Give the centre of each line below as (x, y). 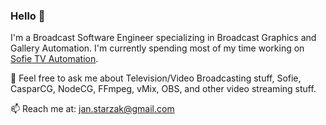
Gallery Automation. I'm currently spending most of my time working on (157, 48)
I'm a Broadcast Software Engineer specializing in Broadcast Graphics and (163, 38)
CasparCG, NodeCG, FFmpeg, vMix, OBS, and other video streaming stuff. (163, 89)
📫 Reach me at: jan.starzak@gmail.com (92, 109)
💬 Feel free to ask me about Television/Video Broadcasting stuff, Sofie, (156, 78)
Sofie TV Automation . (54, 59)
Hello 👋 (28, 16)
